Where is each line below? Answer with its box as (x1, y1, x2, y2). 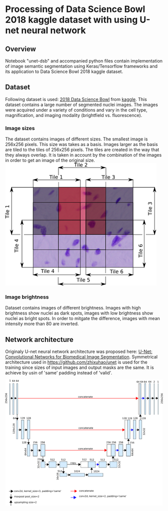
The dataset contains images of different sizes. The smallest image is (5, 136, 148, 142)
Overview (5, 44, 36, 53)
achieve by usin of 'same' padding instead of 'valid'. (5, 370, 112, 376)
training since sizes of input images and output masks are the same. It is (5, 364, 154, 370)
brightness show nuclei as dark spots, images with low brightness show (5, 310, 153, 316)
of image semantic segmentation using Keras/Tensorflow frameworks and (5, 63, 157, 69)
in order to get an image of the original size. (5, 157, 95, 163)
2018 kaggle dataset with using (5, 14, 138, 25)
